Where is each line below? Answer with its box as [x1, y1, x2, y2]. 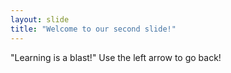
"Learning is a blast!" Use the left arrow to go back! [10, 51, 222, 63]
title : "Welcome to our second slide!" [10, 24, 177, 34]
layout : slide [10, 14, 70, 25]
